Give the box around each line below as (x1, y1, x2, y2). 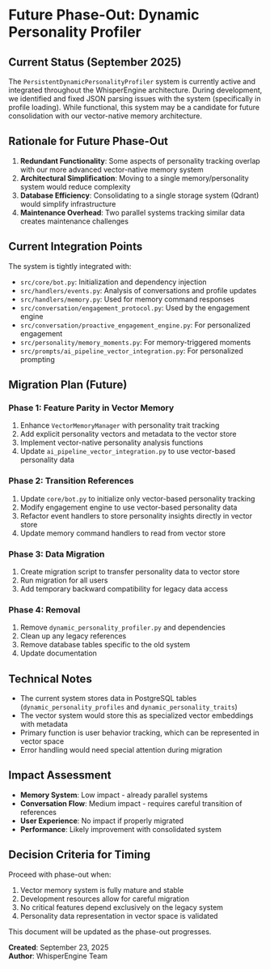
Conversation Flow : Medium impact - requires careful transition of (19, 798, 243, 808)
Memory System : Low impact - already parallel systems (19, 790, 209, 800)
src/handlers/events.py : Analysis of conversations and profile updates (19, 285, 257, 295)
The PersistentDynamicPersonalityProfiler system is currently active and (8, 77, 256, 86)
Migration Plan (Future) (8, 378, 128, 392)
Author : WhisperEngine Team (8, 950, 108, 961)
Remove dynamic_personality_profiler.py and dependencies (19, 622, 226, 633)
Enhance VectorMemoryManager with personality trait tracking (19, 420, 220, 430)
